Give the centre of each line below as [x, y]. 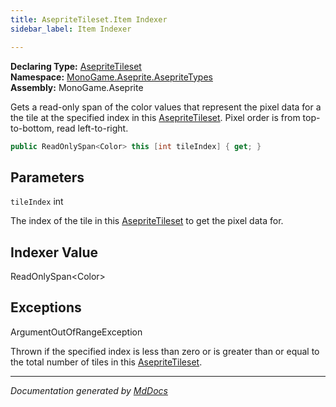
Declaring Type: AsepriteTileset [76, 66]
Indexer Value [54, 252]
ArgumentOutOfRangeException [76, 332]
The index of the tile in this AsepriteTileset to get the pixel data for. [147, 221]
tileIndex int [37, 202]
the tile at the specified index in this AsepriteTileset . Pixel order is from [155, 117]
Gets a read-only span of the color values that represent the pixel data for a [166, 107]
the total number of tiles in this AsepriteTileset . [106, 362]
